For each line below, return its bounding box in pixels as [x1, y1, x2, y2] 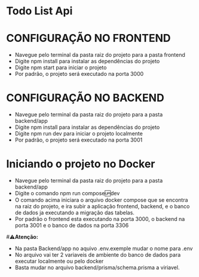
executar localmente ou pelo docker [14, 258, 104, 264]
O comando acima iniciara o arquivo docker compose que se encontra [14, 196, 188, 204]
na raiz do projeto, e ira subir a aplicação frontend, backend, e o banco [14, 203, 190, 210]
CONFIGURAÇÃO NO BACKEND [6, 91, 164, 105]
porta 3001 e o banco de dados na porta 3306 [14, 222, 129, 229]
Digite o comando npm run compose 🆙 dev [14, 190, 120, 196]
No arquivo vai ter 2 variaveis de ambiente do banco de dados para [14, 251, 181, 258]
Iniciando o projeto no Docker [6, 157, 155, 171]
